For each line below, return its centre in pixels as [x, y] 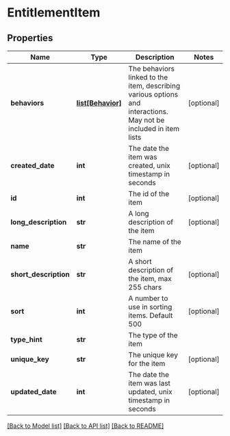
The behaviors [152, 69]
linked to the [148, 77]
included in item [154, 129]
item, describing [154, 86]
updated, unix [150, 392]
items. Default [151, 315]
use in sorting [150, 307]
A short [140, 262]
